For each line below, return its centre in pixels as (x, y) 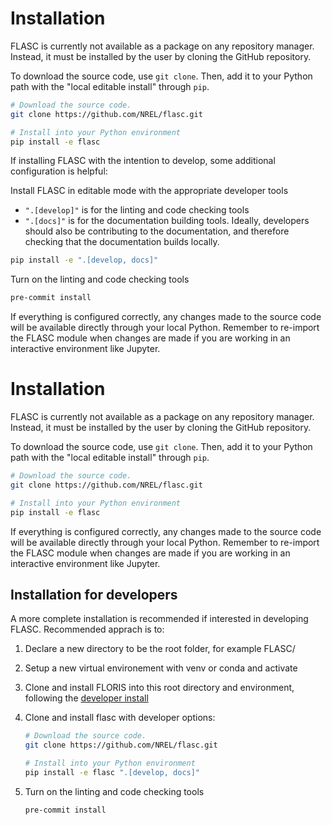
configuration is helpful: (59, 171)
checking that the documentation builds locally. (122, 242)
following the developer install (86, 698)
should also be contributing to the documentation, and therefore (157, 231)
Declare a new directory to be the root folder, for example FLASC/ (160, 649)
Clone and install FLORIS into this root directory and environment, (159, 688)
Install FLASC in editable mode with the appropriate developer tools (149, 191)
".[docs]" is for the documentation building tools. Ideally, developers (167, 221)
